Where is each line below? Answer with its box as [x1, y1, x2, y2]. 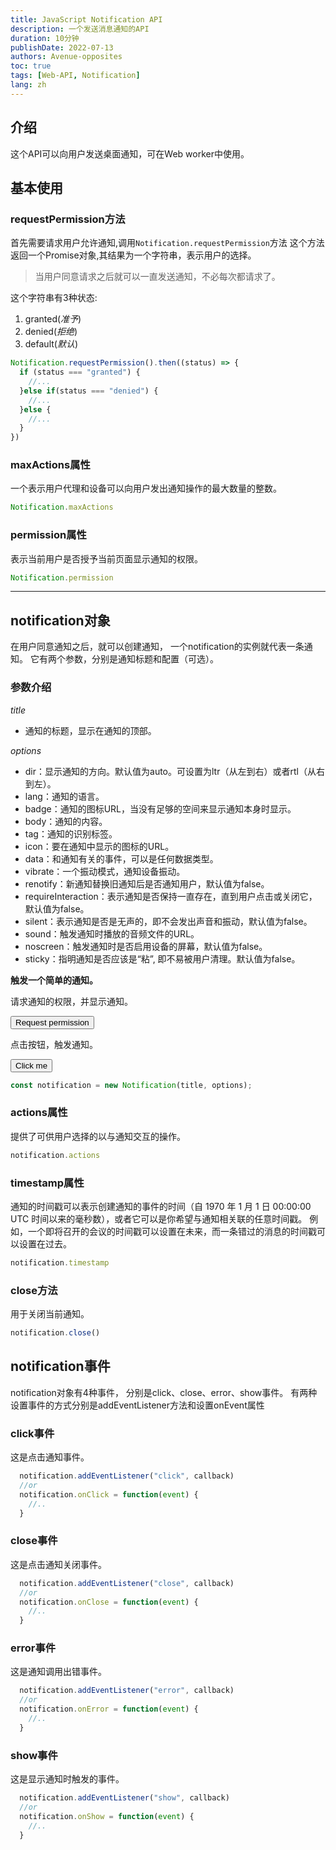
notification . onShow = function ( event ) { [19, 1811, 195, 1821]
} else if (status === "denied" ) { [19, 386, 159, 396]
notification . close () [10, 1328, 101, 1338]
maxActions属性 [10, 458, 91, 472]
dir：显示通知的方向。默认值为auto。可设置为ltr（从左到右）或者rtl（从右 [24, 765, 325, 777]
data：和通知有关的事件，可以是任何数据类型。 [24, 852, 219, 865]
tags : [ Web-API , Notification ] [10, 71, 141, 81]
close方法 [10, 1283, 58, 1297]
